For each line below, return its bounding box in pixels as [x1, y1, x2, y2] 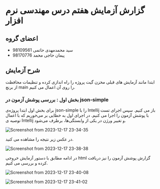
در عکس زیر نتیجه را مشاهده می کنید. [5, 136, 74, 142]
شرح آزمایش [5, 66, 40, 74]
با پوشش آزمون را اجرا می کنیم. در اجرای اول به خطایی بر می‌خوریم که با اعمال [5, 113, 149, 118]
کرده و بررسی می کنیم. [5, 160, 48, 166]
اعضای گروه [5, 34, 38, 43]
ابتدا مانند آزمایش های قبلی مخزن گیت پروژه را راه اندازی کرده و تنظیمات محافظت [5, 79, 155, 85]
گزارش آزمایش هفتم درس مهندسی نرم [5, 5, 145, 16]
